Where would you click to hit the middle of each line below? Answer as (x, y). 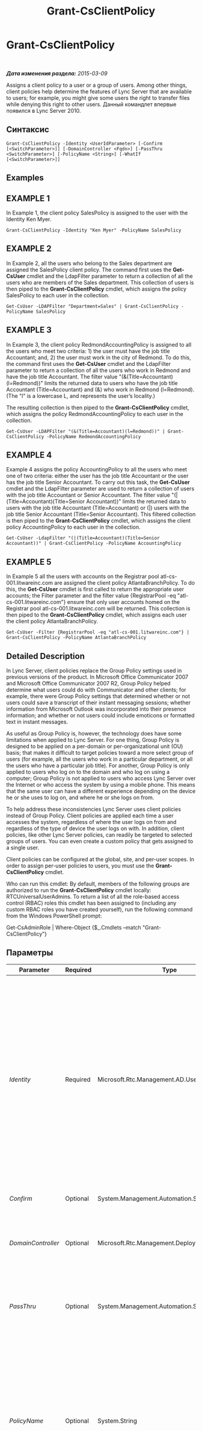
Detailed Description (46, 656)
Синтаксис (28, 130)
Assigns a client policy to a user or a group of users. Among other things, (97, 85)
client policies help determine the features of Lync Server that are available (99, 91)
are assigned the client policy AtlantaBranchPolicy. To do (124, 583)
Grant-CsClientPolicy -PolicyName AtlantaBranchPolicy (76, 638)
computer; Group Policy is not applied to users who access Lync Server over (101, 778)
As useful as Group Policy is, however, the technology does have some (94, 734)
